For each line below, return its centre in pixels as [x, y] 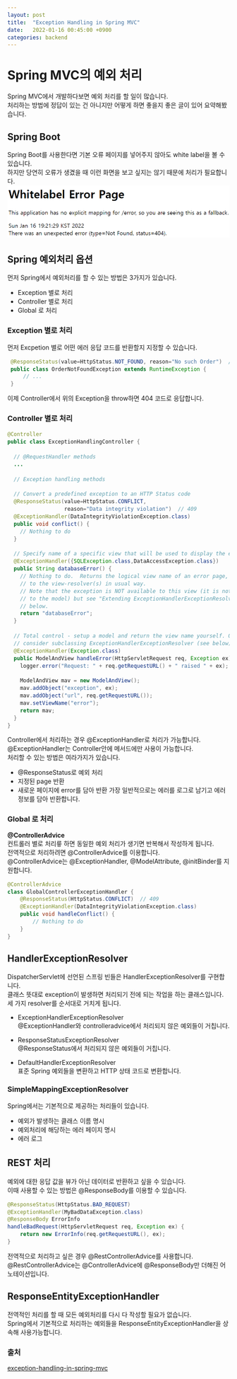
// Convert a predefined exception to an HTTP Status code [102, 494]
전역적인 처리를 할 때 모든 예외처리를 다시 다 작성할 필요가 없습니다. [99, 1314]
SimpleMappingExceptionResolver [68, 1090]
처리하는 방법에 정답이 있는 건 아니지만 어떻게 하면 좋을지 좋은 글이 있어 [105, 105]
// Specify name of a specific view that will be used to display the [120, 554]
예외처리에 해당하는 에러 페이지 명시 [67, 1129]
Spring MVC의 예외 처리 [75, 75]
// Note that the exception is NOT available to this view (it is [120, 591]
